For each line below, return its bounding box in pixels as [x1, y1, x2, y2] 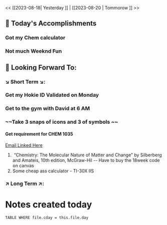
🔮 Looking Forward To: [5, 63, 77, 72]
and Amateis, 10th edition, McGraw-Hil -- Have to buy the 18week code [12, 157, 160, 163]
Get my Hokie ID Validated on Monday [5, 92, 99, 99]
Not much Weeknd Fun [5, 48, 62, 55]
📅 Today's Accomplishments [5, 19, 97, 28]
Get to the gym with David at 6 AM [5, 105, 90, 112]
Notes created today [5, 198, 92, 210]
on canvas [12, 162, 34, 168]
